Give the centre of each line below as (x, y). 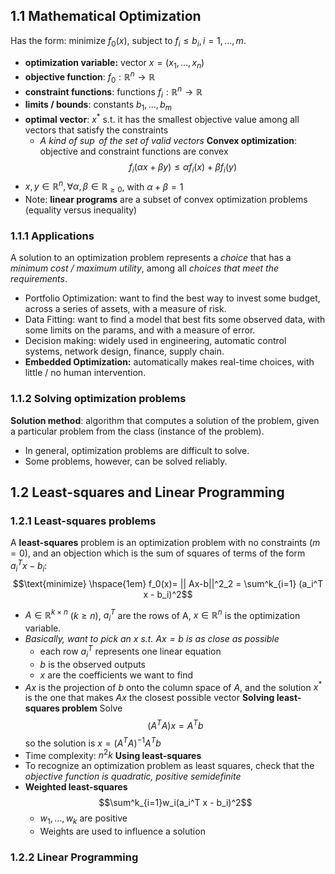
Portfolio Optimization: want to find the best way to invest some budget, (172, 298)
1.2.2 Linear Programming (74, 857)
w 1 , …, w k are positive (83, 819)
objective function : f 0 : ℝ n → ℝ (90, 77)
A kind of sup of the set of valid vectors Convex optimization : (168, 140)
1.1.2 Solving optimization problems (98, 399)
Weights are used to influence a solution (122, 831)
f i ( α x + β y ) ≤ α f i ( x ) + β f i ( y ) (182, 167)
